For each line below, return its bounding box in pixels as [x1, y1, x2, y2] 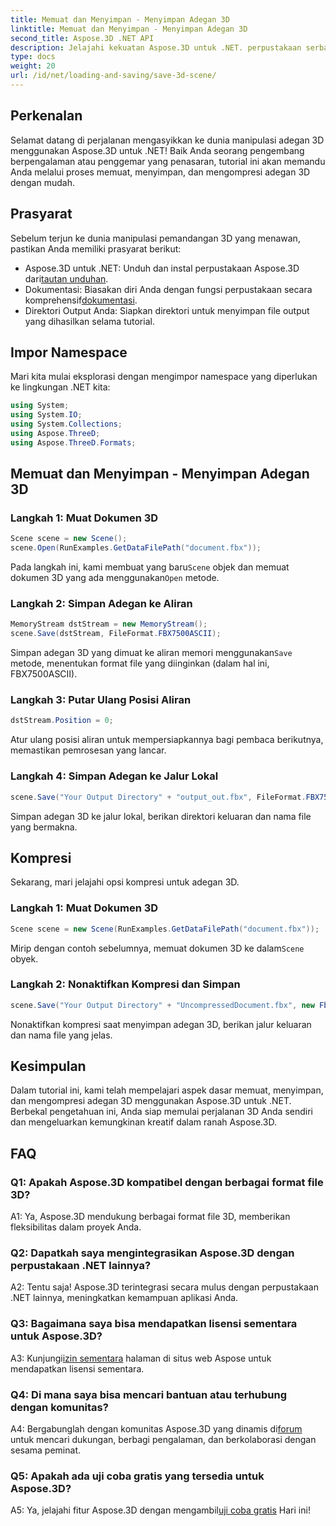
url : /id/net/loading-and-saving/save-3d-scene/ [10, 71, 217, 81]
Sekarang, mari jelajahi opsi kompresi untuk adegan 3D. [10, 876, 240, 888]
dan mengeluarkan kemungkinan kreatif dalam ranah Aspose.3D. [10, 1116, 277, 1128]
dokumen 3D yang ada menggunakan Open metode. [10, 572, 220, 584]
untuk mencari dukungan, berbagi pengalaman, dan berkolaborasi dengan [10, 1434, 317, 1446]
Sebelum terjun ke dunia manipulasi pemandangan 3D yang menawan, [10, 232, 301, 244]
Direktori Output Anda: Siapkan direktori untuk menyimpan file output [24, 304, 310, 316]
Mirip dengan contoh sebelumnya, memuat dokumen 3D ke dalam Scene [10, 942, 305, 954]
